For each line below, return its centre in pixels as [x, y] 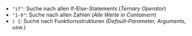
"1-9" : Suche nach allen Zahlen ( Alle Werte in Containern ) [84, 15]
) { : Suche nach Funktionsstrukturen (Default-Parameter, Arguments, [99, 21]
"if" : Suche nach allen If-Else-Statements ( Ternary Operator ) [89, 9]
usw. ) [19, 27]
